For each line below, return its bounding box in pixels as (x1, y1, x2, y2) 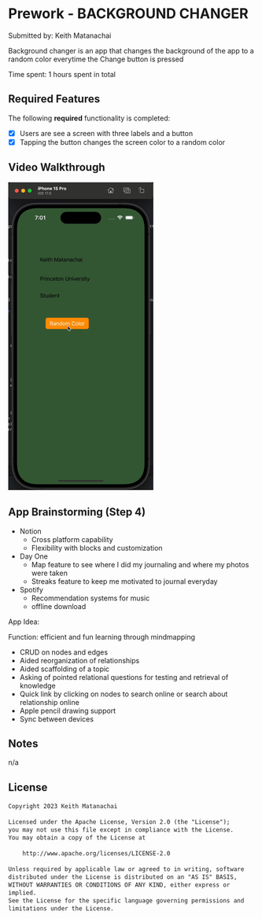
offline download (31, 601, 87, 611)
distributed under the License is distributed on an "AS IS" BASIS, (8, 873, 238, 881)
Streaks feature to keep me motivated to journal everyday (31, 576, 218, 586)
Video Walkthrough (8, 161, 105, 174)
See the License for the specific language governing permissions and (8, 897, 245, 905)
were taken (31, 568, 68, 578)
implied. (8, 889, 37, 897)
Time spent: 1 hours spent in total (8, 69, 116, 79)
